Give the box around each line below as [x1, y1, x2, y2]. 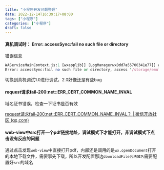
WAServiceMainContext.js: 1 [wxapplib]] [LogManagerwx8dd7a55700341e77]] [5, 63, 156, 68]
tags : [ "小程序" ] [5, 16, 38, 21]
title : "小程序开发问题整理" [5, 7, 58, 12]
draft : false [5, 25, 32, 30]
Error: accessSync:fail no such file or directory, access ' [5, 67, 132, 73]
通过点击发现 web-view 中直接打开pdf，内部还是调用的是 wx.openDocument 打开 [5, 147, 156, 153]
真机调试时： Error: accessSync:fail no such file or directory [5, 41, 128, 47]
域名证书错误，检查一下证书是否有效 [5, 101, 78, 107]
